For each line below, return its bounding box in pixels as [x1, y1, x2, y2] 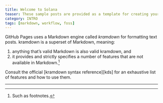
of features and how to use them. [5, 74, 72, 80]
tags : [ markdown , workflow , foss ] [5, 20, 75, 26]
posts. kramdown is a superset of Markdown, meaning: [5, 39, 115, 45]
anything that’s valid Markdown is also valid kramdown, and [12, 49, 131, 54]
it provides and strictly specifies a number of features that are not [12, 54, 144, 60]
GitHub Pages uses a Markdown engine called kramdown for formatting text [5, 34, 157, 40]
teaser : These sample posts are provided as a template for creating [5, 12, 149, 17]
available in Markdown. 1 [12, 59, 60, 66]
